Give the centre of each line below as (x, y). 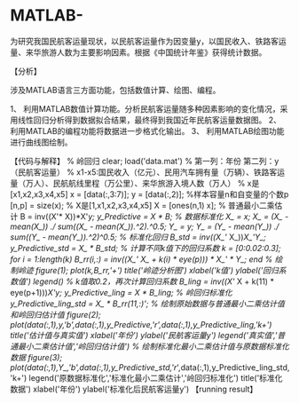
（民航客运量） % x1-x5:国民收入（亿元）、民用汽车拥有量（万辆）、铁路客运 (148, 172)
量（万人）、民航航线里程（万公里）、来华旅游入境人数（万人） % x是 (135, 183)
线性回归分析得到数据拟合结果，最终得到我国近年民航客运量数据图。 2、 (149, 120)
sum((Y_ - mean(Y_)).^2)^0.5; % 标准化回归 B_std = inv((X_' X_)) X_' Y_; (138, 237)
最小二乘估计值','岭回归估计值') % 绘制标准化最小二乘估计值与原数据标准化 (153, 346)
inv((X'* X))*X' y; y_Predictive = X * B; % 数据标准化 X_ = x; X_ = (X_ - (162, 216)
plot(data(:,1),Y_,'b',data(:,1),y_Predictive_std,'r (94, 367)
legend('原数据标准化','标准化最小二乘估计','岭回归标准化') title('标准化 (156, 377)
